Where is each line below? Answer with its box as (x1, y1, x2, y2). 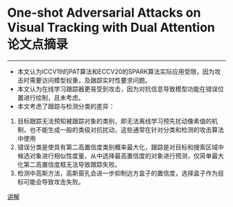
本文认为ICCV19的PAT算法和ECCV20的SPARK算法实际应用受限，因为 (17, 67, 215, 76)
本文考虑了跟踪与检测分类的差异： (17, 102, 115, 110)
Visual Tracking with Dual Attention (7, 19, 216, 35)
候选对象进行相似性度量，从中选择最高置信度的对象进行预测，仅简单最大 (17, 151, 224, 160)
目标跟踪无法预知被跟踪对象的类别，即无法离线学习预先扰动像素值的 (17, 117, 212, 125)
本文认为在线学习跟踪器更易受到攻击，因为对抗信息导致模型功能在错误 (17, 85, 218, 93)
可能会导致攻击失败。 (23, 177, 85, 185)
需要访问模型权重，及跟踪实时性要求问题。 (29, 76, 151, 84)
